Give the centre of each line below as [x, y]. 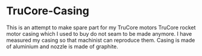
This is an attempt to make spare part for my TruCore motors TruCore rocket [101, 27]
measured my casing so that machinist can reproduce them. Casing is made [101, 40]
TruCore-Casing [48, 11]
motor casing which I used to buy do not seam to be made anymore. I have [99, 33]
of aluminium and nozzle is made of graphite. [62, 46]
